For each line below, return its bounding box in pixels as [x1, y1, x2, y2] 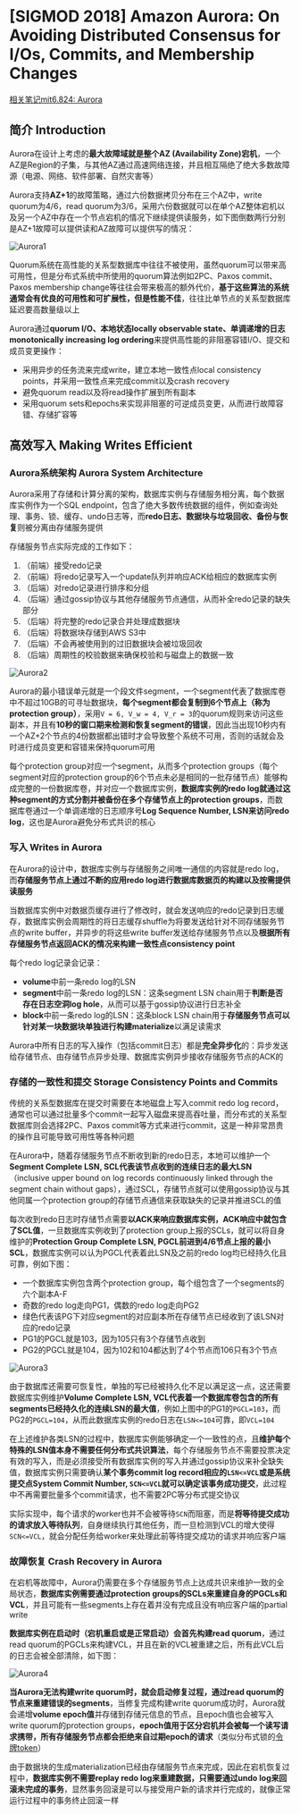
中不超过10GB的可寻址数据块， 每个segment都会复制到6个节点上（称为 [9, 697, 271, 708]
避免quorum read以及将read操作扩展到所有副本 [21, 386, 196, 397]
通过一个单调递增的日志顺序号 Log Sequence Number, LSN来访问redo [32, 806, 290, 816]
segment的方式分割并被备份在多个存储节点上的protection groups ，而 [16, 794, 276, 806]
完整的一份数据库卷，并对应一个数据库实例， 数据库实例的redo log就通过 [16, 783, 283, 794]
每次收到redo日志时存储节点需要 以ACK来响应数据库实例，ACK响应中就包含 [9, 1214, 287, 1225]
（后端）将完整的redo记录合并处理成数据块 [21, 616, 180, 627]
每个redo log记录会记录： [9, 957, 103, 967]
